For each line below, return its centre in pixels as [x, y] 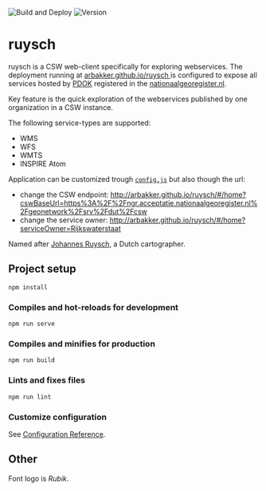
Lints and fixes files [47, 380]
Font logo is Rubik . [39, 478]
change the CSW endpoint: [64, 194]
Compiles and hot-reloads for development [94, 307]
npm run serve [32, 324]
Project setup [43, 269]
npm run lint [30, 397]
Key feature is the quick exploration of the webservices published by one [128, 99]
